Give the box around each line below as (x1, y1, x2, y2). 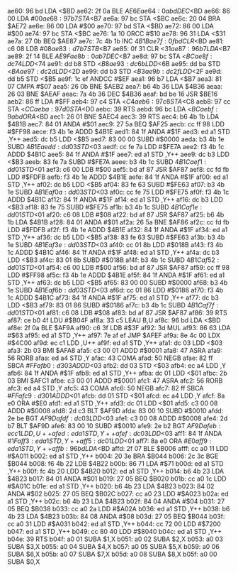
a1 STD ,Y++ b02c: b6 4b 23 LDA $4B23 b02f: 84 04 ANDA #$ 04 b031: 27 (7, 497, 225, 506)
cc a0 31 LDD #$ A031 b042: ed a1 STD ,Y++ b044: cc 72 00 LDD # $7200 (7, 520, 221, 528)
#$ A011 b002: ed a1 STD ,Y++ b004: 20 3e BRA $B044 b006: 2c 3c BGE (7, 452, 219, 460)
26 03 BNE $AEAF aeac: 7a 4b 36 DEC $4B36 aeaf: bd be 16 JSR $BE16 (7, 89, 218, 98)
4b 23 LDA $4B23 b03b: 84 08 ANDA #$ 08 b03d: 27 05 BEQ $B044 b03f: (7, 512, 225, 520)
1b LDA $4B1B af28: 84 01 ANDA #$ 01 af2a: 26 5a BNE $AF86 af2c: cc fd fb (7, 218, 229, 227)
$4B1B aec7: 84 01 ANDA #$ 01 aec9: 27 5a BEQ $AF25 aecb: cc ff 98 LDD (7, 120, 225, 128)
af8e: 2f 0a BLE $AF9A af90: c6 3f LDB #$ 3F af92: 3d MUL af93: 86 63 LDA (7, 324, 231, 332)
